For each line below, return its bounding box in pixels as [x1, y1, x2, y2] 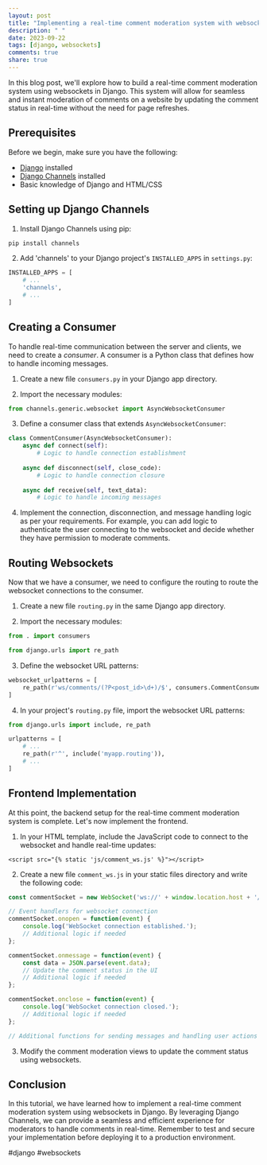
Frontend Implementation [8, 786, 137, 800]
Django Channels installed [19, 171, 106, 181]
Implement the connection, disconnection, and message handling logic [19, 508, 252, 518]
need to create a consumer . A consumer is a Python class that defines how [8, 350, 254, 359]
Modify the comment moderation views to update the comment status [19, 1047, 249, 1056]
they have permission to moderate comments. [19, 534, 171, 543]
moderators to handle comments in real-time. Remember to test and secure [8, 1124, 255, 1134]
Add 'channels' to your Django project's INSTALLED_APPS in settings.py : [19, 254, 253, 263]
